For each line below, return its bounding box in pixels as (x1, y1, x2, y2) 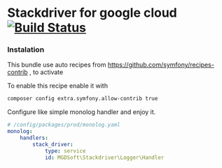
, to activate (29, 68, 64, 76)
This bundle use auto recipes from (7, 61, 106, 69)
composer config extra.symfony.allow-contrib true (7, 95, 158, 102)
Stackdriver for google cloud (7, 5, 177, 21)
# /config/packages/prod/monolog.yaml (7, 121, 120, 129)
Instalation (7, 45, 45, 55)
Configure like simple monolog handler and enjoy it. (7, 108, 156, 116)
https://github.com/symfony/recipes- (107, 61, 215, 69)
